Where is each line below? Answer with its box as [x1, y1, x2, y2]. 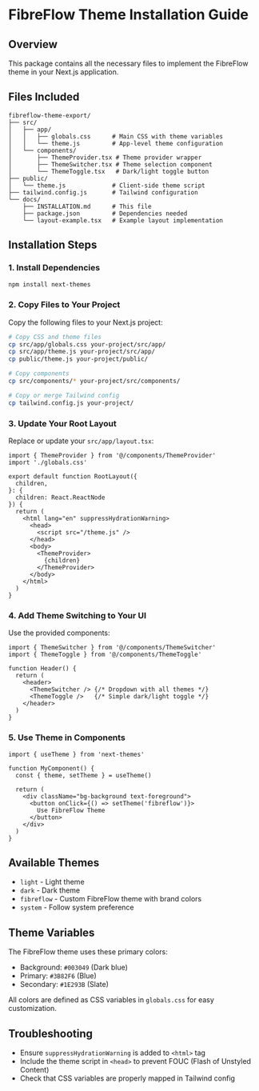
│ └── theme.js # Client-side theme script [8, 182, 205, 190]
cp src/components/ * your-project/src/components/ [8, 378, 181, 386]
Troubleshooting [8, 1026, 94, 1041]
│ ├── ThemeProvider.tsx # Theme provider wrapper [8, 154, 202, 162]
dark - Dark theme [19, 885, 81, 895]
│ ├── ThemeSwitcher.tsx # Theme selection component [8, 160, 213, 169]
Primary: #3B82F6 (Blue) [19, 971, 98, 981]
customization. [8, 1004, 58, 1013]
